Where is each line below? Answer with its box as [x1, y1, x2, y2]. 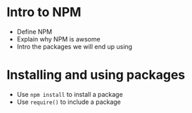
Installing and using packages [6, 67, 186, 83]
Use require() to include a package [16, 98, 121, 106]
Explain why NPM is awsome [16, 34, 101, 43]
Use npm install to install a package [16, 90, 124, 98]
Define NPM [16, 27, 53, 36]
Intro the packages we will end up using [16, 42, 133, 51]
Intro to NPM [6, 4, 82, 20]
